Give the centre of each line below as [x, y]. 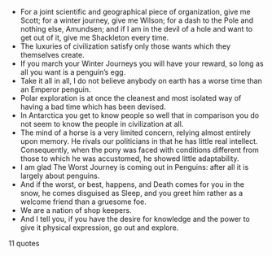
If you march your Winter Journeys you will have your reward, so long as [142, 63]
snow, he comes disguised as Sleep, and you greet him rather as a [132, 193]
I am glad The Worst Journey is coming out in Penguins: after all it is [134, 167]
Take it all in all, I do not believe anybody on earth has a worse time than [141, 81]
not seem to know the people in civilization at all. [102, 124]
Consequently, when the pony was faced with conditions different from [139, 150]
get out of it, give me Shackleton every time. [94, 37]
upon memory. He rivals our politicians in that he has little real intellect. [139, 141]
